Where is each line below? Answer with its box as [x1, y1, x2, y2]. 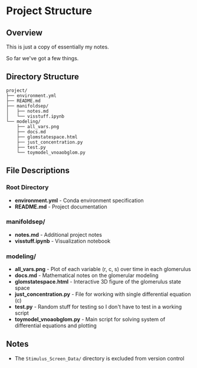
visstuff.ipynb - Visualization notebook [14, 237, 111, 245]
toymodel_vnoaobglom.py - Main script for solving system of [14, 316, 166, 323]
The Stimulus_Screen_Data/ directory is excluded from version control [14, 354, 185, 362]
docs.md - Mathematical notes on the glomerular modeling [14, 272, 159, 279]
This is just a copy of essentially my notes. [6, 43, 109, 50]
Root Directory [6, 183, 49, 191]
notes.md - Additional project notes [14, 231, 102, 238]
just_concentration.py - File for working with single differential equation [14, 291, 191, 298]
